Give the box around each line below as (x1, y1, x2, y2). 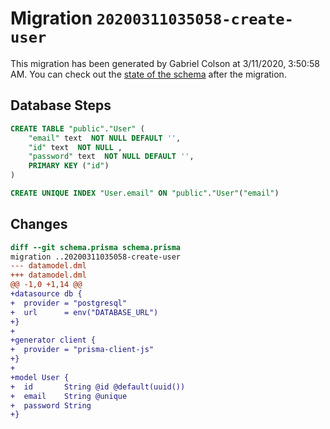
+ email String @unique (10, 391, 128, 401)
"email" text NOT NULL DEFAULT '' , (28, 133, 182, 143)
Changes (10, 216, 68, 233)
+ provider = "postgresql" (10, 298, 128, 308)
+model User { (10, 372, 70, 382)
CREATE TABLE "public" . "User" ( (10, 123, 145, 134)
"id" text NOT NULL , (28, 142, 123, 152)
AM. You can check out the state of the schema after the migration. (10, 68, 287, 80)
